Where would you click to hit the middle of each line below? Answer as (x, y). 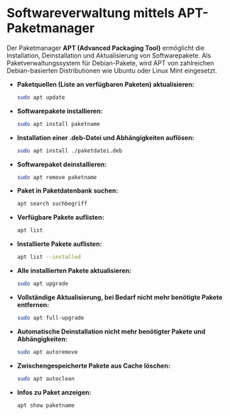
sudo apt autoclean (46, 378)
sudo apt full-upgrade (50, 318)
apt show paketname (46, 405)
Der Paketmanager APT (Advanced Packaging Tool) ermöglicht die (106, 48)
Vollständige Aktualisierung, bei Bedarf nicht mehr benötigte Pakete (120, 297)
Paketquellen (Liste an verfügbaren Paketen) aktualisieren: (105, 84)
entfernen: (33, 304)
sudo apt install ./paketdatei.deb (70, 151)
